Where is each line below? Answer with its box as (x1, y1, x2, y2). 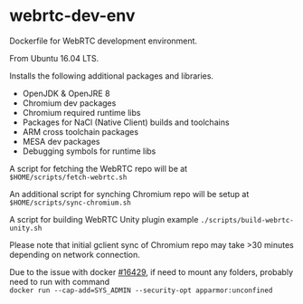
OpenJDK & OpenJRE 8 (22, 88, 110, 99)
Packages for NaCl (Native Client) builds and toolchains (22, 117, 230, 128)
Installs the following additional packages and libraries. (9, 70, 214, 81)
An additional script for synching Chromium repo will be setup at (9, 188, 250, 199)
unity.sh (9, 223, 43, 233)
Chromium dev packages (22, 97, 117, 109)
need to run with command (9, 276, 110, 287)
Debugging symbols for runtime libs (22, 146, 156, 157)
